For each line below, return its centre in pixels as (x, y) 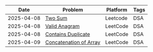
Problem (73, 10)
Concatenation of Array (72, 42)
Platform (117, 10)
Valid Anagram (62, 26)
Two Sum (56, 18)
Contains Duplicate (67, 34)
